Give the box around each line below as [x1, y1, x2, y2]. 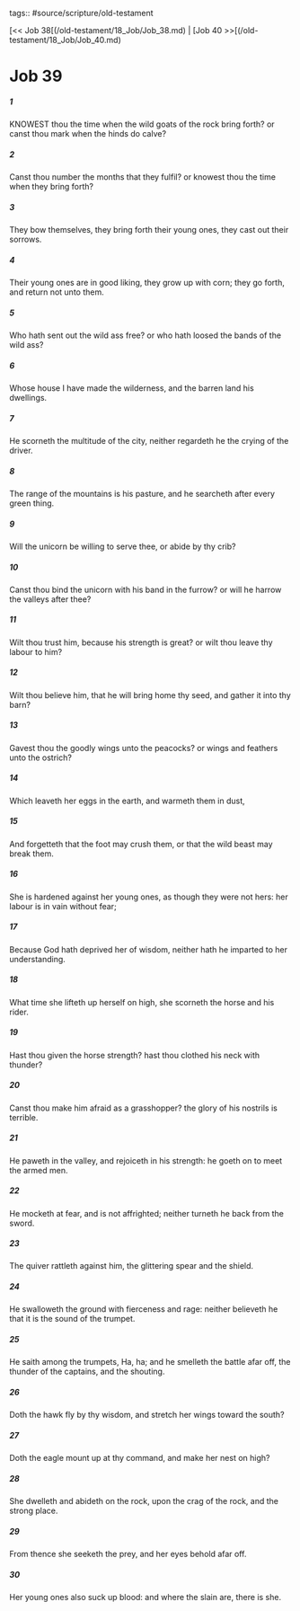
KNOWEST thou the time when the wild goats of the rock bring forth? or [9, 119, 276, 129]
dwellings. [9, 393, 48, 403]
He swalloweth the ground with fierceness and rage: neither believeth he [9, 1304, 278, 1314]
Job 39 [9, 66, 63, 86]
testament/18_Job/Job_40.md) [9, 35, 121, 45]
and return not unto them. [9, 287, 105, 297]
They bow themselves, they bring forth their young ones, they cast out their [9, 225, 289, 235]
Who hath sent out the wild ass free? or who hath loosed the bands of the [9, 330, 281, 341]
